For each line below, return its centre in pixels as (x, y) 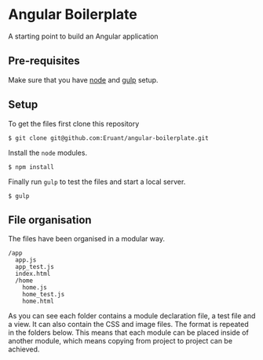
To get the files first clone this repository (74, 123)
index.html (33, 274)
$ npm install (31, 167)
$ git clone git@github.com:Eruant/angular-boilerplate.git (109, 138)
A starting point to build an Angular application (83, 36)
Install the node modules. (48, 152)
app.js (26, 260)
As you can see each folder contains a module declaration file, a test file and (132, 316)
